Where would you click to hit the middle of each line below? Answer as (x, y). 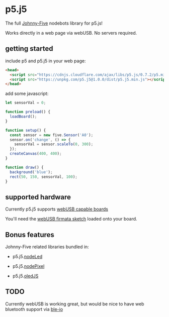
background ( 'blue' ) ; (31, 172)
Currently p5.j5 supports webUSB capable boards (57, 209)
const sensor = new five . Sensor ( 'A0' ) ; (52, 135)
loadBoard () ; (23, 117)
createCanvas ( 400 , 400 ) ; (36, 154)
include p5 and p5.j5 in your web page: (46, 61)
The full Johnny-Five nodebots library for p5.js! (54, 23)
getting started (29, 49)
